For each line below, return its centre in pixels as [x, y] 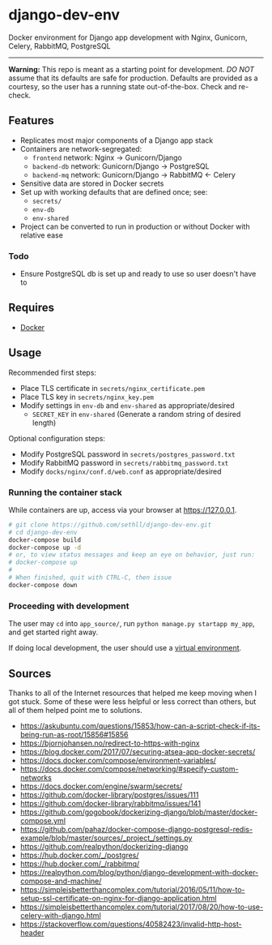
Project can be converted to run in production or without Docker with [135, 226]
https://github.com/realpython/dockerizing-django [104, 846]
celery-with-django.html [60, 915]
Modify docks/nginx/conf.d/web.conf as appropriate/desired [121, 471]
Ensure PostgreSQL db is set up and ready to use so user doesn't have [138, 274]
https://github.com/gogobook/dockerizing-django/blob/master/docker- [139, 812]
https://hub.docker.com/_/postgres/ [79, 855]
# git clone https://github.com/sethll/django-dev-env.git [110, 525]
